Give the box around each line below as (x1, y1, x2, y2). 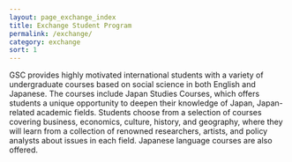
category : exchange (9, 37, 81, 47)
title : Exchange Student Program (9, 21, 132, 30)
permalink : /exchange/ (9, 29, 93, 38)
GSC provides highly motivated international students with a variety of (9, 70, 264, 80)
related (9, 107, 35, 118)
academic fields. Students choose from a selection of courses (36, 107, 262, 118)
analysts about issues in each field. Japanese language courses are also (9, 136, 273, 146)
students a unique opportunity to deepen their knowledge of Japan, (9, 98, 256, 108)
